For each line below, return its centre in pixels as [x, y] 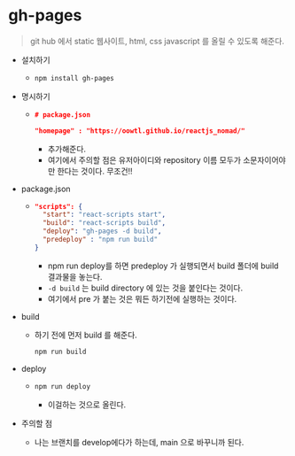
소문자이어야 [264, 159]
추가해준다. [66, 149]
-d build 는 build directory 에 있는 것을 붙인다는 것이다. [145, 288]
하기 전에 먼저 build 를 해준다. [86, 335]
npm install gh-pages [74, 78]
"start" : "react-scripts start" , [104, 215]
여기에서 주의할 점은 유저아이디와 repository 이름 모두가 [144, 159]
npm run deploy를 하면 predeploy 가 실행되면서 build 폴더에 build [163, 266]
